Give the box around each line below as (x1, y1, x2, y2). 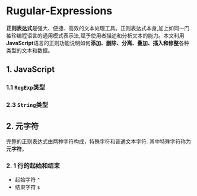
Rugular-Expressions (6, 4, 113, 18)
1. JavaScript (6, 64, 55, 75)
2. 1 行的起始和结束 (6, 162, 61, 170)
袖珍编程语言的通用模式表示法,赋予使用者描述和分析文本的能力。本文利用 (6, 31, 185, 39)
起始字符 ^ (14, 176, 40, 184)
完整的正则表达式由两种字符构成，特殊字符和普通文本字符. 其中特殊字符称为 (6, 138, 191, 145)
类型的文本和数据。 (6, 46, 53, 54)
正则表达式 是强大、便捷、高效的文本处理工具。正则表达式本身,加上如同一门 (6, 24, 190, 31)
